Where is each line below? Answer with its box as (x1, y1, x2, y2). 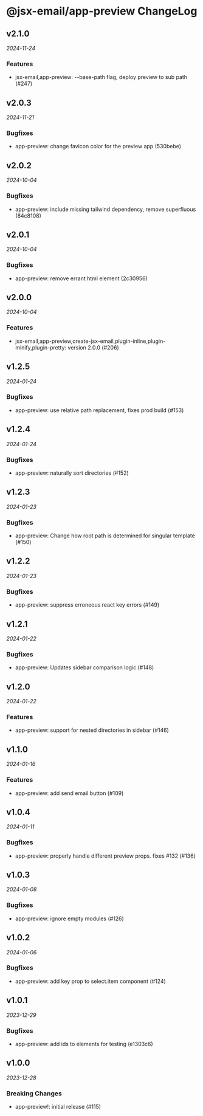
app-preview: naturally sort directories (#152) (15, 469, 129, 477)
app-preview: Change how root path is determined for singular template (15, 532, 196, 539)
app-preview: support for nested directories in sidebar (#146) (15, 726, 169, 734)
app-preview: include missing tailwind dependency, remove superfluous (15, 205, 196, 213)
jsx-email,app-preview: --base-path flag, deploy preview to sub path (15, 74, 187, 81)
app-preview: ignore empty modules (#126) (15, 915, 125, 922)
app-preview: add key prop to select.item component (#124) (15, 977, 166, 985)
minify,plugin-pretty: (15, 343, 67, 351)
